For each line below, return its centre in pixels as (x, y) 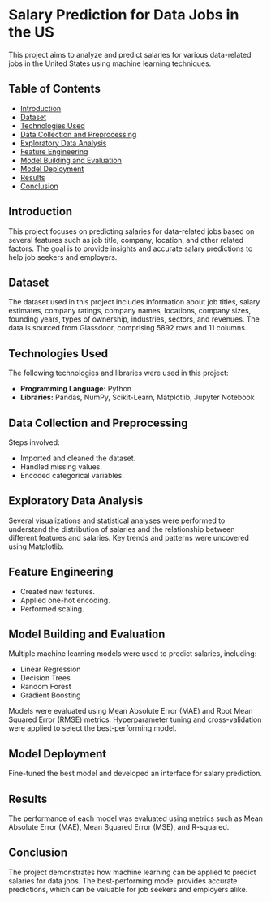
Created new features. (58, 591)
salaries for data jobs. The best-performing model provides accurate (123, 880)
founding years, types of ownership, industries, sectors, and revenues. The (134, 319)
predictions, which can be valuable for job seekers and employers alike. (128, 889)
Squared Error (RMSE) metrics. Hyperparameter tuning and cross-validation (135, 719)
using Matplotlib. (37, 546)
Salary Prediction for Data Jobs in (124, 15)
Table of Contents (55, 89)
